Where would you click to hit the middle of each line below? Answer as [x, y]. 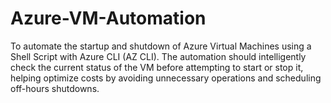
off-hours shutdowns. [55, 88]
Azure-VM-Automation [108, 18]
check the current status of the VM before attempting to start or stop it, [157, 67]
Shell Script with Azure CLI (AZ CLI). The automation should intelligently [158, 56]
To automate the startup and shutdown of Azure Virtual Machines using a [161, 46]
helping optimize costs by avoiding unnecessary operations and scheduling [166, 78]
